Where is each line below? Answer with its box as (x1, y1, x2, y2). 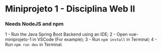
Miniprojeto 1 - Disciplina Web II (5, 3, 135, 14)
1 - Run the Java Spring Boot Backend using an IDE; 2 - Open (5, 31, 128, 37)
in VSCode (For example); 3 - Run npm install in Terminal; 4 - (32, 37, 157, 42)
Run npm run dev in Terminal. (5, 42, 63, 48)
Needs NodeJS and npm (5, 21, 64, 27)
